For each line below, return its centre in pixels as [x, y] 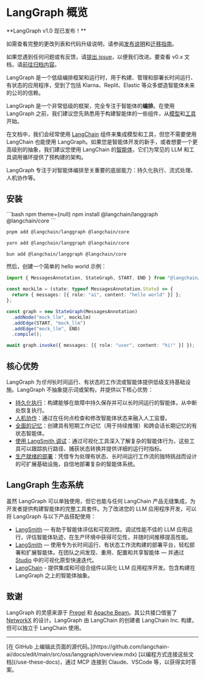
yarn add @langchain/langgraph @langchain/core [68, 243]
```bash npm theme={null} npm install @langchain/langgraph [82, 214]
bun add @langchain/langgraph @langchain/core [67, 254]
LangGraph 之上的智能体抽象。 [54, 575]
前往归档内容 [38, 64]
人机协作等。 [22, 178]
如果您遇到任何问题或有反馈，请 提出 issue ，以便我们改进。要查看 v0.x [95, 56]
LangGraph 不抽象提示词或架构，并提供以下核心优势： [85, 389]
